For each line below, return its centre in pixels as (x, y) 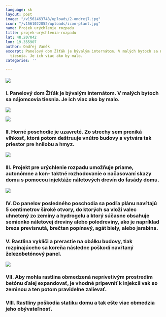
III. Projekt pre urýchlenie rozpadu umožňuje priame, (70, 167)
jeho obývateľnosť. (29, 309)
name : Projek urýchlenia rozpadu (40, 28)
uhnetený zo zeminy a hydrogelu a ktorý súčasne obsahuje (78, 215)
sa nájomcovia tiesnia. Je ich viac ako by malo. (63, 99)
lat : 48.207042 (21, 38)
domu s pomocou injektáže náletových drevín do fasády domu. (83, 180)
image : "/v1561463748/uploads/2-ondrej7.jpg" (53, 19)
